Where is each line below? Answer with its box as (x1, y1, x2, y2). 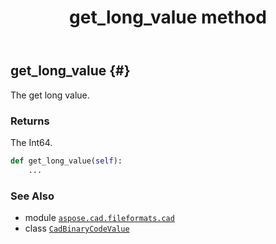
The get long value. (10, 89, 90, 101)
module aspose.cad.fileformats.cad (24, 211, 175, 223)
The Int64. (10, 136, 53, 148)
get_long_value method (69, 6, 267, 29)
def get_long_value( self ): (10, 156, 123, 166)
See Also (10, 189, 55, 203)
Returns (10, 114, 50, 128)
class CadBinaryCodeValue (24, 222, 130, 234)
